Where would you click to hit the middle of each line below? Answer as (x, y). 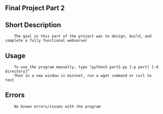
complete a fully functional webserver (46, 41)
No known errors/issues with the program (57, 106)
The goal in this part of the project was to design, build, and (83, 37)
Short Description (33, 25)
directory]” (17, 72)
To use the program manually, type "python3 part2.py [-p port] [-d (86, 67)
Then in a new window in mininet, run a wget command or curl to (83, 76)
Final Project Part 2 (35, 8)
